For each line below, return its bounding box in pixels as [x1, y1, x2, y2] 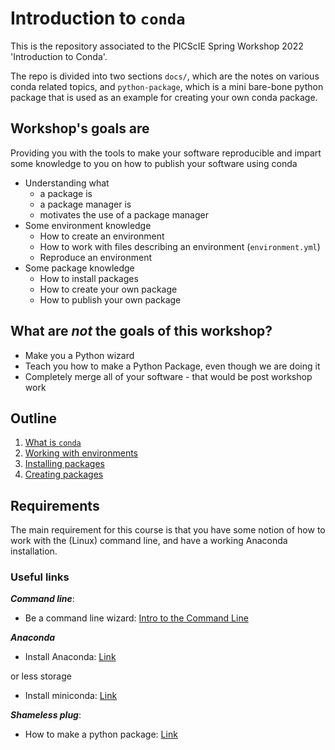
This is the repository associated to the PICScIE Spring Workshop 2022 [10, 40, 304, 52]
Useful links [10, 570, 70, 584]
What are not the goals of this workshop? [10, 323, 273, 340]
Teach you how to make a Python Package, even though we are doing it [24, 360, 321, 372]
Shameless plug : [10, 709, 82, 721]
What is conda [24, 437, 82, 449]
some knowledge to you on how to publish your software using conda [10, 157, 298, 169]
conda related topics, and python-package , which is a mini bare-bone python [10, 80, 324, 92]
